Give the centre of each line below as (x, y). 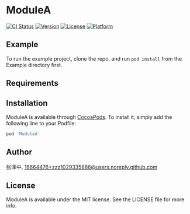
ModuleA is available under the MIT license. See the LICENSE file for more (95, 199)
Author (19, 152)
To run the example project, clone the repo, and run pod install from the (94, 58)
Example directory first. (34, 65)
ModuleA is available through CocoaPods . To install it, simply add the (89, 117)
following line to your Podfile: (41, 123)
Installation (27, 103)
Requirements (32, 83)
